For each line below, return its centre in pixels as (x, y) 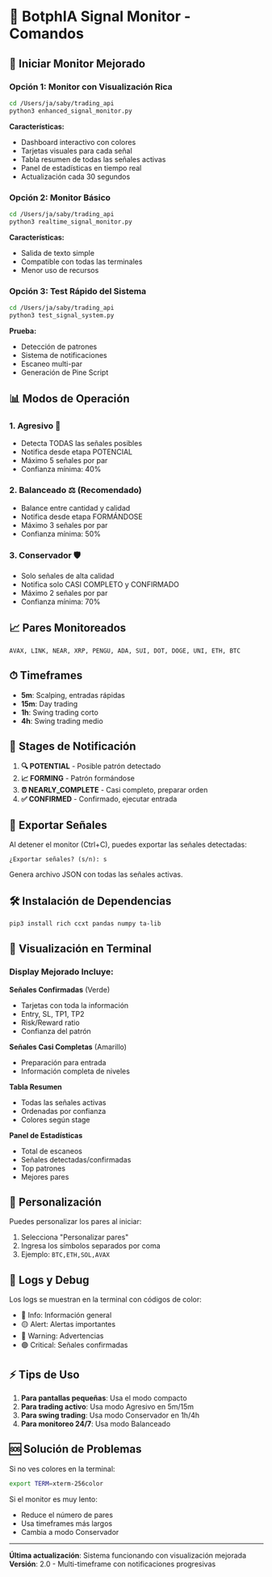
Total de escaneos (52, 1151)
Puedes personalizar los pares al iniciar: (75, 1222)
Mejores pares (45, 1176)
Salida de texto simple (58, 253)
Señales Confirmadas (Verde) (60, 989)
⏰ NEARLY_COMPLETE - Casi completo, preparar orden (114, 790)
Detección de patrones (59, 346)
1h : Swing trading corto (60, 712)
